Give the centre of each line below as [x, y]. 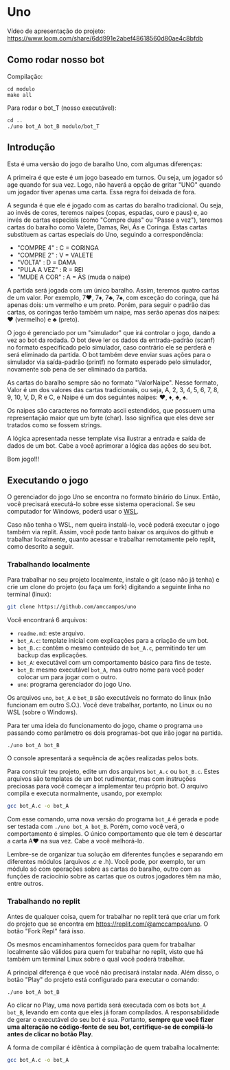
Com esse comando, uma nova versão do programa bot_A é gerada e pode [113, 819]
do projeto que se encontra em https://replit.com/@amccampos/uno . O [108, 924]
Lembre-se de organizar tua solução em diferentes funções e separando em [115, 854]
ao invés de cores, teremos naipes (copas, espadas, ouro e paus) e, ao [107, 212]
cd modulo [21, 89]
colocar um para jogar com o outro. [67, 676]
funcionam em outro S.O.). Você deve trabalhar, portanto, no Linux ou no [110, 705]
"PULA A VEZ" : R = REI [50, 269]
